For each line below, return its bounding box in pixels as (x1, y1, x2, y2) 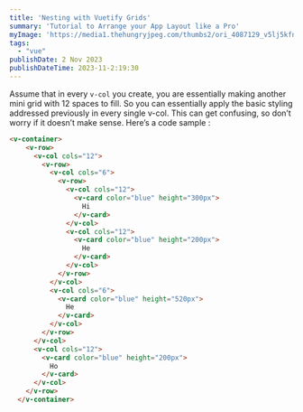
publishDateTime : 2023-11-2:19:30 (9, 64, 140, 73)
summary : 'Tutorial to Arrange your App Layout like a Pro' (9, 22, 241, 31)
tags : (9, 38, 30, 48)
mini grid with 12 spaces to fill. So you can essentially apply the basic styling (9, 98, 293, 108)
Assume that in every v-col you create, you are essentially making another (9, 88, 287, 99)
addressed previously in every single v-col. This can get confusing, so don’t (9, 108, 291, 118)
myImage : (9, 30, 42, 39)
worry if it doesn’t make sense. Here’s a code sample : (9, 117, 211, 127)
